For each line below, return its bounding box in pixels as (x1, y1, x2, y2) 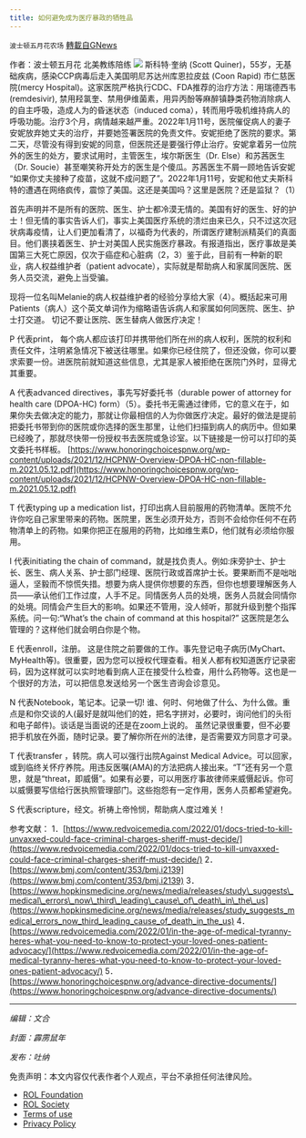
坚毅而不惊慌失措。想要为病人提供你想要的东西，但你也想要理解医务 (33, 578, 289, 589)
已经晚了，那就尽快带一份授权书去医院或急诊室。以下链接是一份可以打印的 (9, 432, 289, 443)
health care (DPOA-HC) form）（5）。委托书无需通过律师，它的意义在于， (9, 398, 281, 409)
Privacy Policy (22, 1118, 76, 1129)
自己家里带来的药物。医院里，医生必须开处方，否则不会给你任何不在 (33, 513, 289, 524)
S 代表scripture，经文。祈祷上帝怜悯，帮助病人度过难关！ (9, 804, 226, 815)
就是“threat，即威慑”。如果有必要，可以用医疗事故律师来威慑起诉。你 (25, 773, 286, 784)
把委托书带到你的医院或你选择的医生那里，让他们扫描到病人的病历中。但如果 (9, 421, 297, 432)
